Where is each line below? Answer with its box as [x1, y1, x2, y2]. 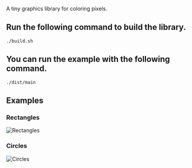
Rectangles [6, 113, 40, 122]
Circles [6, 142, 27, 150]
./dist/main [6, 79, 36, 85]
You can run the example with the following [6, 54, 171, 64]
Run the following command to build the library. [6, 22, 187, 32]
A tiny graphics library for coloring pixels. [6, 5, 107, 12]
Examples [6, 95, 44, 106]
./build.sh [6, 38, 33, 44]
